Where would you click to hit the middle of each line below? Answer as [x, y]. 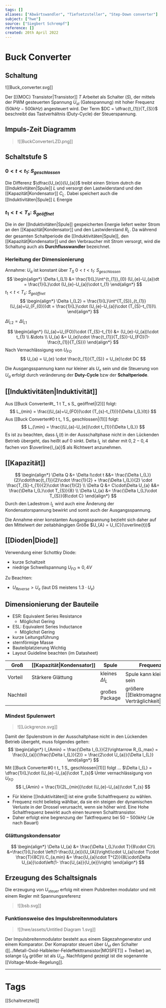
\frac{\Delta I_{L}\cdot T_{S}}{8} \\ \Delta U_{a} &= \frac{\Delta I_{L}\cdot [83, 491]
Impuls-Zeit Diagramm [41, 129]
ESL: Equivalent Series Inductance [47, 627]
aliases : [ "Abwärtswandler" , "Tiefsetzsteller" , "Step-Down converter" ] [82, 14]
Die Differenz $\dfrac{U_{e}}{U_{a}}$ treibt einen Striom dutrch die [73, 183]
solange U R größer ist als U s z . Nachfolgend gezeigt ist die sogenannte [77, 957]
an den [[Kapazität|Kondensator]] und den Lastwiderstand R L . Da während [81, 230]
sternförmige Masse [33, 643]
